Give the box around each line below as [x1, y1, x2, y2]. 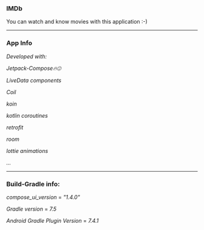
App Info [6, 39, 32, 47]
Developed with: [6, 53, 47, 60]
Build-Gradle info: [6, 180, 60, 188]
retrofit [6, 123, 24, 131]
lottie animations [6, 147, 49, 154]
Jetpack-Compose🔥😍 [6, 64, 61, 72]
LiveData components [6, 76, 62, 84]
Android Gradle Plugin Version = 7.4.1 [6, 217, 99, 224]
